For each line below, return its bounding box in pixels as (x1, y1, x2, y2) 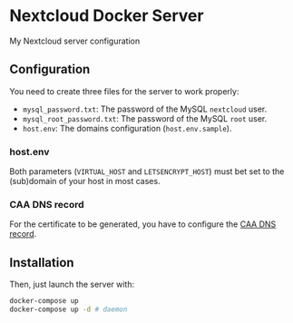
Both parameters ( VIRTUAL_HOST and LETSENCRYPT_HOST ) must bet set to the (9, 166, 285, 177)
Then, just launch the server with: (9, 279, 135, 290)
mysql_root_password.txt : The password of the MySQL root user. (22, 113, 268, 123)
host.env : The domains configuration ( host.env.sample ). (22, 122, 232, 133)
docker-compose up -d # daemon (9, 305, 128, 314)
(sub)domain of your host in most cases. (9, 176, 161, 187)
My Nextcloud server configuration (9, 35, 141, 46)
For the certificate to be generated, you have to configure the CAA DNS (9, 219, 277, 230)
